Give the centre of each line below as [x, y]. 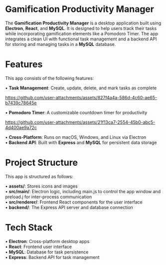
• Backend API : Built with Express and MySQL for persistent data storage [81, 142]
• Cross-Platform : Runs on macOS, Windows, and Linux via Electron [76, 137]
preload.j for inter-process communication [49, 197]
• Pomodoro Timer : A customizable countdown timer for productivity [76, 112]
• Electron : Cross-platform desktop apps [47, 241]
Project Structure [42, 163]
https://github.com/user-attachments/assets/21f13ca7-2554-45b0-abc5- [80, 122]
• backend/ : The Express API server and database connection [69, 207]
